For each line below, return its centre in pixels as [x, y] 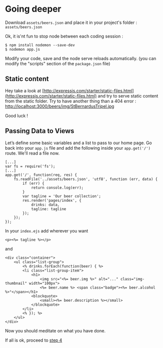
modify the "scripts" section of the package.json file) [58, 63]
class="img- [133, 279]
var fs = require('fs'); [30, 166]
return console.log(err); [57, 188]
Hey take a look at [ [25, 91]
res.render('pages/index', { [52, 200]
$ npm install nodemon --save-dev [40, 45]
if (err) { [34, 183]
